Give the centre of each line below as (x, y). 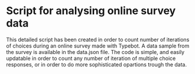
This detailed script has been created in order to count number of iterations (98, 39)
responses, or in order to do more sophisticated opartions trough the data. (97, 64)
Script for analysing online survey (91, 11)
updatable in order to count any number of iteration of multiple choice (91, 58)
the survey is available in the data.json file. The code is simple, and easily (95, 52)
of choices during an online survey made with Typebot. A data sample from (98, 46)
